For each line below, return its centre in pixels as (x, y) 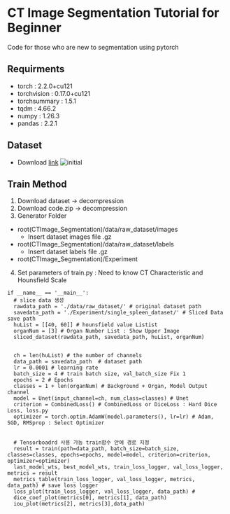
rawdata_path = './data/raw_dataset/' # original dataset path (107, 307)
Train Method (37, 184)
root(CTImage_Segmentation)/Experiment (78, 259)
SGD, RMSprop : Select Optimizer (56, 423)
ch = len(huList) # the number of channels (78, 356)
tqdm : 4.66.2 (37, 108)
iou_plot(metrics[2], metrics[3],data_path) (79, 504)
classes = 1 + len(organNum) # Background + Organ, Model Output (111, 387)
